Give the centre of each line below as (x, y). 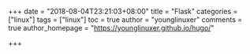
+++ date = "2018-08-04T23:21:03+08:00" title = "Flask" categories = (123, 11)
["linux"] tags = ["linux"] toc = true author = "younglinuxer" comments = (125, 20)
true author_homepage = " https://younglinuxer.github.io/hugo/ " (111, 28)
